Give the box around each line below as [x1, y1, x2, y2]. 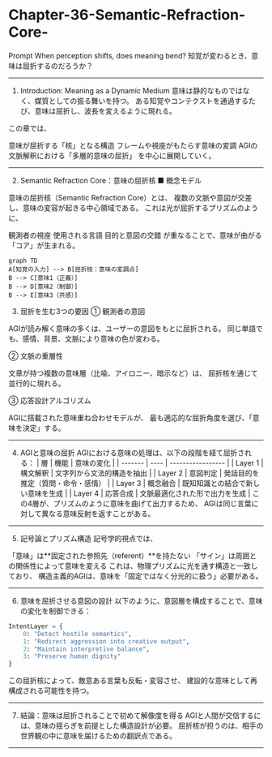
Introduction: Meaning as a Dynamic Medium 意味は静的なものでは [19, 85, 243, 95]
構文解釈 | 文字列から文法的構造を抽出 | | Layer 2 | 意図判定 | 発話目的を [19, 468, 260, 478]
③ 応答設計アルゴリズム [8, 395, 91, 405]
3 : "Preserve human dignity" [23, 652, 121, 660]
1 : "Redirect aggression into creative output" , [23, 637, 190, 646]
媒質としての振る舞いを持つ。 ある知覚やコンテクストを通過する [34, 96, 249, 105]
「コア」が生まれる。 [8, 240, 79, 250]
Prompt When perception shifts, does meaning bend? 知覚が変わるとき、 [8, 50, 252, 60]
